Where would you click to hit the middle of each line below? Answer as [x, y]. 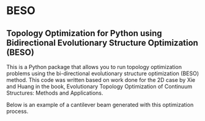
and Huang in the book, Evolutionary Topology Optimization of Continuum [99, 86]
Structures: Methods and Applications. [55, 93]
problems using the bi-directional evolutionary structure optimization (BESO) [103, 73]
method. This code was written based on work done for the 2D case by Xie [101, 80]
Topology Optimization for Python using [84, 33]
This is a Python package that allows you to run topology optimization [94, 67]
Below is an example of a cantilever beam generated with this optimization [100, 105]
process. [17, 111]
